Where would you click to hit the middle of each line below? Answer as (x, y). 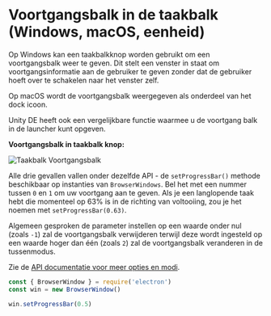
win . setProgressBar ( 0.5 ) (50, 304)
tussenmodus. (32, 251)
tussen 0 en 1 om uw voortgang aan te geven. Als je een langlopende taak (131, 192)
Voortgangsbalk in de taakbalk (113, 15)
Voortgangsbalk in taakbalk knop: (67, 144)
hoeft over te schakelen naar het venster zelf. (84, 80)
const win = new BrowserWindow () (65, 289)
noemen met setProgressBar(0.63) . (68, 210)
